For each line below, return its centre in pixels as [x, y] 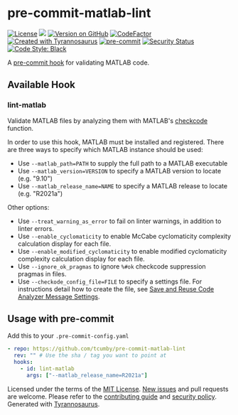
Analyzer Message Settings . [59, 296]
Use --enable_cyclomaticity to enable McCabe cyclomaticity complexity [124, 236]
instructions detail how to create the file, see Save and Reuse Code [116, 289]
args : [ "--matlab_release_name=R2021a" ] [87, 375]
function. [21, 128]
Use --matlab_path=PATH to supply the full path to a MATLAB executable [123, 163]
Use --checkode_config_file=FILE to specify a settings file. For [110, 281]
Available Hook [42, 85]
